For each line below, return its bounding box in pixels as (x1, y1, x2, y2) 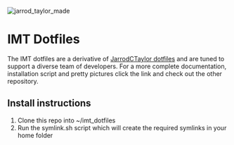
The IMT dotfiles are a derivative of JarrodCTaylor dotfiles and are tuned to (7, 54, 225, 63)
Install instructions (7, 97, 91, 109)
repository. (7, 77, 39, 85)
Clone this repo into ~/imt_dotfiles (17, 116, 116, 125)
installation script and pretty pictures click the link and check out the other (7, 69, 223, 77)
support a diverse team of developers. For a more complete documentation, (7, 62, 227, 70)
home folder (17, 131, 53, 139)
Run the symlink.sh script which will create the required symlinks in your (17, 123, 227, 132)
